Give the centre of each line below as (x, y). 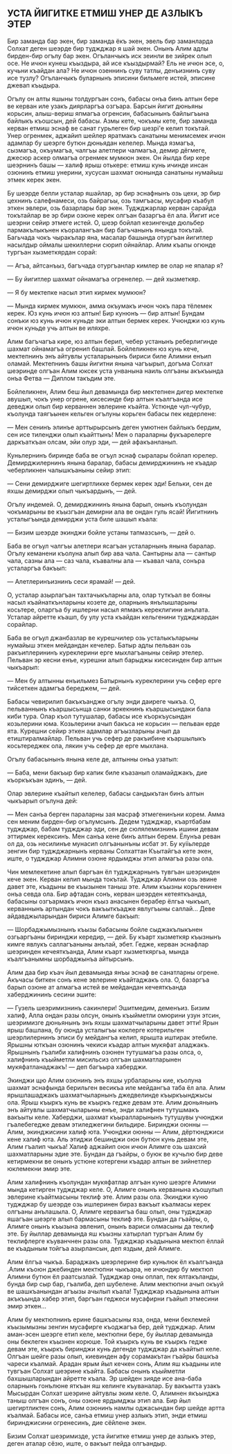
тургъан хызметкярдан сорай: (52, 252)
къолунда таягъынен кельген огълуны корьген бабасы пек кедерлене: (112, 413)
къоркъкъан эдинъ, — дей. (47, 780)
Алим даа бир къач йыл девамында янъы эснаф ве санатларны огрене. (113, 972)
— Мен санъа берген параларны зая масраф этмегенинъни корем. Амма (116, 814)
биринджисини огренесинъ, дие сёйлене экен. (77, 1422)
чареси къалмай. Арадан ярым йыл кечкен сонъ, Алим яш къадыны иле (114, 1363)
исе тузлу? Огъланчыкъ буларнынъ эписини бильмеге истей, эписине (111, 78)
